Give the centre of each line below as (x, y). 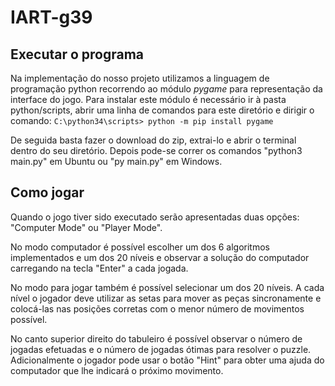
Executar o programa (77, 54)
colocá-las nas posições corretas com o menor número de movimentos (157, 308)
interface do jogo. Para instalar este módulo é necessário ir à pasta (148, 99)
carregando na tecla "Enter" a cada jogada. (99, 268)
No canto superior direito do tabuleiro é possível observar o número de (156, 338)
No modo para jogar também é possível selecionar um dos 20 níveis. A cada (167, 287)
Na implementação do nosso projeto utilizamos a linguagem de (140, 78)
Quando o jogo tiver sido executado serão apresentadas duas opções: (155, 217)
